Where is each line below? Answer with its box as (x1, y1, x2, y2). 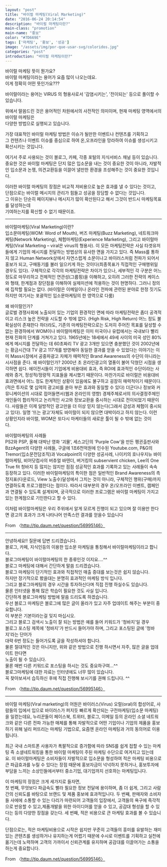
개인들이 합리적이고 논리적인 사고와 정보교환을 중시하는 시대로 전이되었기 (5, 397, 146, 403)
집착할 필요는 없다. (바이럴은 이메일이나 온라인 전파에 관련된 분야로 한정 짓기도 (10, 286, 162, 292)
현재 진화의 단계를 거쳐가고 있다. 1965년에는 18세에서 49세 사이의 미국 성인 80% (5, 334, 162, 340)
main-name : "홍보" (5, 30, 41, 35)
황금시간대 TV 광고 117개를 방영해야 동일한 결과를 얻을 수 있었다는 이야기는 (10, 347, 155, 353)
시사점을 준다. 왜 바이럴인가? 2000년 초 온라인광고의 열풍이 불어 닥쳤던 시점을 (5, 359, 156, 365)
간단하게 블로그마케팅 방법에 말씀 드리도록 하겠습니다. (5, 594, 109, 600)
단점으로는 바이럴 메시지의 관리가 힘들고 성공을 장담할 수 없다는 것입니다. (5, 190, 146, 196)
